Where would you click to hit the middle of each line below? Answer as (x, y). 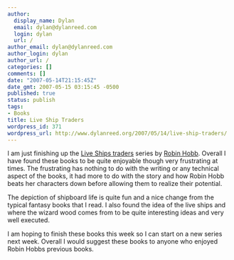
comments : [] (27, 73)
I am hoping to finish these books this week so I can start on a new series (115, 234)
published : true (31, 93)
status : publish (31, 100)
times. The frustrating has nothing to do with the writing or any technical (113, 169)
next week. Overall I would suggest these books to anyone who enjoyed (113, 241)
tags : (15, 107)
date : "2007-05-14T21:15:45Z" (52, 80)
